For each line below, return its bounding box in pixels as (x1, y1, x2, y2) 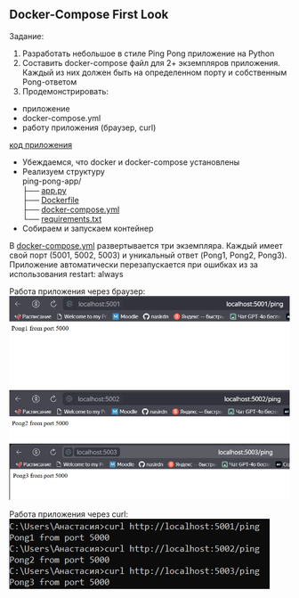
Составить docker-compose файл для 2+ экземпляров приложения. (21, 57, 280, 68)
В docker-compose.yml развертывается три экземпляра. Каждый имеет (9, 240, 283, 250)
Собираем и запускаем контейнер (21, 223, 154, 233)
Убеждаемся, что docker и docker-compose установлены (21, 156, 240, 168)
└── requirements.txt (21, 213, 102, 224)
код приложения (9, 139, 73, 150)
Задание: (9, 30, 44, 41)
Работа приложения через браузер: (9, 285, 146, 297)
